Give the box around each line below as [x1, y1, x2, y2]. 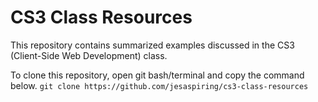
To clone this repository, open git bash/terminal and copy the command [10, 69, 305, 81]
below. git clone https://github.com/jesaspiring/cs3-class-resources [10, 79, 309, 91]
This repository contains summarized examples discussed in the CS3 [10, 39, 295, 51]
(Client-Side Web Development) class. [10, 49, 168, 61]
